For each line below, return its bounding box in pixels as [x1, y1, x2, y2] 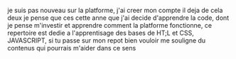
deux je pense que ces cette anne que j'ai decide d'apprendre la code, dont [7, 14, 230, 22]
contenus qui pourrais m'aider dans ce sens [7, 44, 136, 52]
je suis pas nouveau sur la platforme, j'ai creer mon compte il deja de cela [7, 6, 223, 14]
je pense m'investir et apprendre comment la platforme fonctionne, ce [7, 21, 212, 29]
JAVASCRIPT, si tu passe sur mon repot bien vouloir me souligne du [7, 36, 206, 45]
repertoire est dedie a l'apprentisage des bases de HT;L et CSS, [7, 28, 194, 37]
